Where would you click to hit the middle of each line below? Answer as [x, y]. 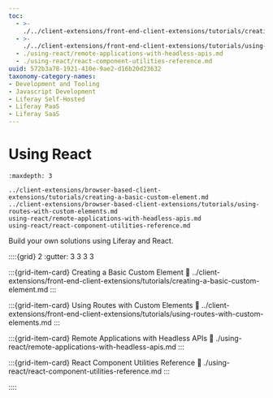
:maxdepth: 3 [30, 175]
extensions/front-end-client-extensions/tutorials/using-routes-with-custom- [136, 314]
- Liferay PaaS [34, 106]
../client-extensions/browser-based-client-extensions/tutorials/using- [134, 204]
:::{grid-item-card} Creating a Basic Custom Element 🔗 [100, 272]
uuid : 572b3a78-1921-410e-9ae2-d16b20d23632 [85, 69]
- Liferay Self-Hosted [47, 99]
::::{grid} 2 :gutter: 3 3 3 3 [52, 256]
